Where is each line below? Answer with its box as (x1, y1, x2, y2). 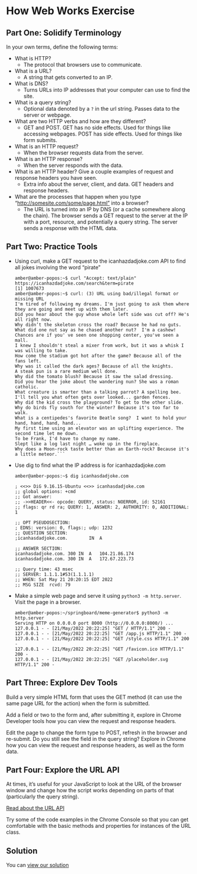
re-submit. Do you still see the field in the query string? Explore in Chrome (6, 735, 186, 742)
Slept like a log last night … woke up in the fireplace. (14, 441, 160, 447)
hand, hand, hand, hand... (14, 420, 81, 426)
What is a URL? (14, 67, 52, 75)
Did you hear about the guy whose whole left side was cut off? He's (14, 311, 190, 317)
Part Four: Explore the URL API (6, 765, 120, 775)
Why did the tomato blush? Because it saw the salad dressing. (14, 373, 174, 379)
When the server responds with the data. (23, 162, 123, 169)
